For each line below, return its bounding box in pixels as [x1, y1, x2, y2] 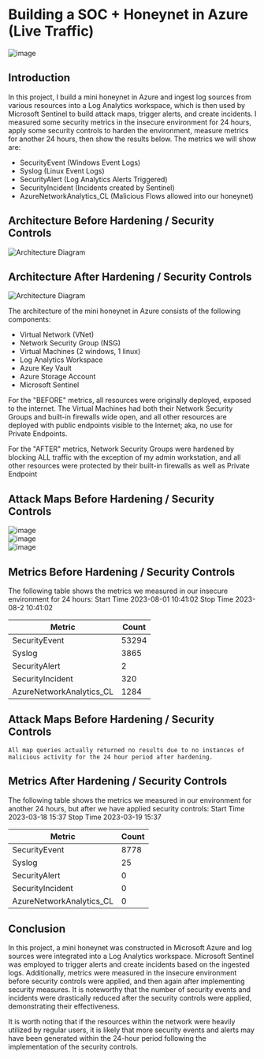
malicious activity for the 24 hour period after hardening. [8, 753, 214, 761]
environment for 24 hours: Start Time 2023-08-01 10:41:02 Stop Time [8, 595, 234, 604]
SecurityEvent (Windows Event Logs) [19, 158, 141, 167]
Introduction [8, 71, 71, 84]
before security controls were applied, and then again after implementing [8, 976, 246, 986]
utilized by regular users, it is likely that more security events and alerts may [8, 1025, 255, 1035]
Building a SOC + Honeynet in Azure [8, 6, 248, 24]
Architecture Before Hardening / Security [8, 214, 214, 228]
